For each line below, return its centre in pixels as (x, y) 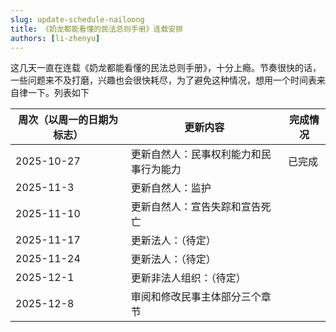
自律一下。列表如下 (50, 93)
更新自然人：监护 (171, 188)
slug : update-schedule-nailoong (77, 19)
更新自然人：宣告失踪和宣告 (196, 207)
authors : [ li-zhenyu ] (55, 38)
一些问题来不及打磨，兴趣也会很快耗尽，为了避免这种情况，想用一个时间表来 (168, 80)
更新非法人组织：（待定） (188, 278)
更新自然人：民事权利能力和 (196, 154)
